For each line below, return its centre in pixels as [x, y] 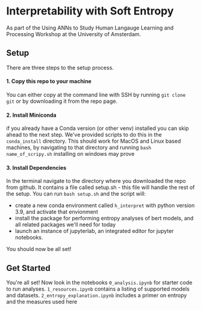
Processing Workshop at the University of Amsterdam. [74, 34]
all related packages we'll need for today [65, 225]
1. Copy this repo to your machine [49, 81]
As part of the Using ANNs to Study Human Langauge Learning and [90, 28]
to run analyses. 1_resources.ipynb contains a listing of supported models [98, 289]
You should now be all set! [39, 249]
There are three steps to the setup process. [60, 67]
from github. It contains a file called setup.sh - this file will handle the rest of [100, 187]
